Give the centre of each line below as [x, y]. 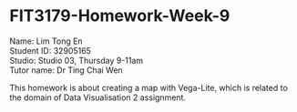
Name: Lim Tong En [46, 41]
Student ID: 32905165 [50, 50]
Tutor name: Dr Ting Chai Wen [66, 70]
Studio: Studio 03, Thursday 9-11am [77, 60]
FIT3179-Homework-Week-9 [120, 16]
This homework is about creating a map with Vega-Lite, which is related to [149, 87]
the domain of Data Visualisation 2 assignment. [98, 97]
